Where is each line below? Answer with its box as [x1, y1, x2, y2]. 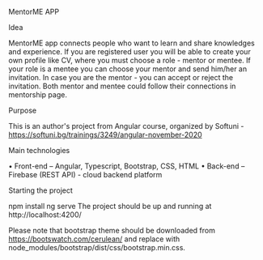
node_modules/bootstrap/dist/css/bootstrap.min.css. [8, 243, 186, 252]
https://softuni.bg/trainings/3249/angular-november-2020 [8, 130, 202, 139]
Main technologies [8, 146, 70, 155]
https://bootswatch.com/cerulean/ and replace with [8, 234, 180, 244]
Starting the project [8, 185, 73, 195]
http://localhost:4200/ [8, 210, 83, 220]
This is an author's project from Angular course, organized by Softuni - [8, 121, 244, 130]
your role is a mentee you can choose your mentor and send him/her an [8, 64, 248, 74]
